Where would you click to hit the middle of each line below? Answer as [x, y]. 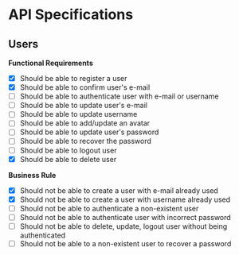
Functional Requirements [51, 63]
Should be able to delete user [68, 159]
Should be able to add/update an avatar [85, 123]
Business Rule [32, 175]
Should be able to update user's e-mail [83, 106]
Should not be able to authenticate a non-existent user [109, 208]
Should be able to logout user [68, 150]
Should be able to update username [78, 114]
